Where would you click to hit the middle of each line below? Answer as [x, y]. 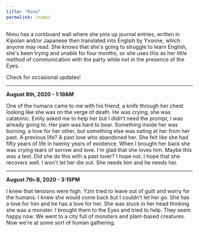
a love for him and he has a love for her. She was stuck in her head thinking [98, 204]
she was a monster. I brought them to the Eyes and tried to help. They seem [99, 210]
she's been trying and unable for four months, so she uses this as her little [97, 53]
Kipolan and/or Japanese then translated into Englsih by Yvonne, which [93, 40]
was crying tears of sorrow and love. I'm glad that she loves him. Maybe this [99, 150]
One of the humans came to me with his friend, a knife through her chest [95, 106]
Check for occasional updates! [44, 77]
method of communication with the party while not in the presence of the [95, 59]
